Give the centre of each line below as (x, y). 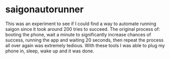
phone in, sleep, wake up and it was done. (50, 51)
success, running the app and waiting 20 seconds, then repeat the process (84, 40)
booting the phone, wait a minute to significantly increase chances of (78, 34)
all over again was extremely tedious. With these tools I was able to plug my (85, 45)
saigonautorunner (45, 9)
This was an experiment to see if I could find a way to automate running (81, 24)
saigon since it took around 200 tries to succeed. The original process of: (83, 29)
